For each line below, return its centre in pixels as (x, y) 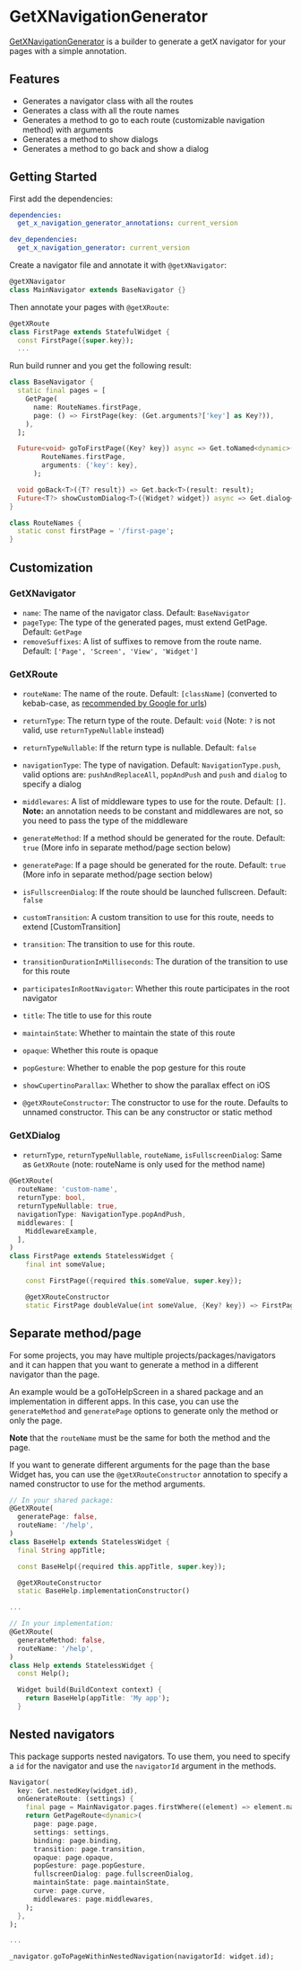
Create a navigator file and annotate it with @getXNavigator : (118, 265)
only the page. (36, 1420)
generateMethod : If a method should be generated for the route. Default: (154, 839)
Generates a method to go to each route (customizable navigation (144, 120)
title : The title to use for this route (87, 1016)
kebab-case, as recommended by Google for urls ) (115, 704)
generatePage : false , (58, 1517)
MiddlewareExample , (62, 1231)
